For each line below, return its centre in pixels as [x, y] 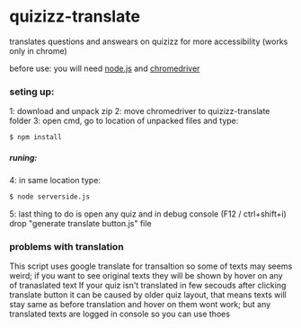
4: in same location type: [55, 181]
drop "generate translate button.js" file [80, 223]
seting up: [32, 92]
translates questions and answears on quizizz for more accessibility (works [149, 41]
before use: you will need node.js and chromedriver [105, 68]
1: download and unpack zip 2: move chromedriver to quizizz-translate [140, 111]
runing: [23, 157]
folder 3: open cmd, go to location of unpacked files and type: [124, 121]
